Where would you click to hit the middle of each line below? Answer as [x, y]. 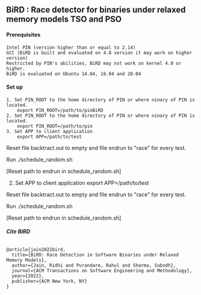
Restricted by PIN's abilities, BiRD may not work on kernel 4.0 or [94, 63]
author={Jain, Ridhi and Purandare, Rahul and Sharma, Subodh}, [94, 265]
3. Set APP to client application [50, 131]
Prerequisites [23, 34]
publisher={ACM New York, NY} [49, 281]
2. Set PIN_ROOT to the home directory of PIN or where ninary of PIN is [101, 116]
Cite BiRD [18, 232]
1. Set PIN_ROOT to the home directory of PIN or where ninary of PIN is [101, 100]
